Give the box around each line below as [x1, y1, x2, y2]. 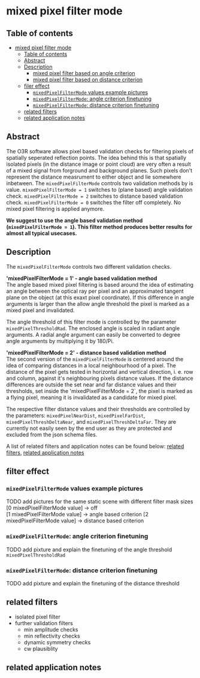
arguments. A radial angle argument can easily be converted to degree [6, 331, 181, 338]
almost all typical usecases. [6, 230, 77, 237]
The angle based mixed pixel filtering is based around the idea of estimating [6, 281, 193, 288]
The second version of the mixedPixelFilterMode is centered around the [6, 355, 184, 362]
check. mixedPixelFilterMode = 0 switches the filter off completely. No [6, 198, 181, 206]
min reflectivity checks [23, 632, 80, 640]
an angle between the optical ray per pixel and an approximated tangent [6, 287, 184, 295]
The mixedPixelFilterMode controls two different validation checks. [6, 263, 172, 270]
